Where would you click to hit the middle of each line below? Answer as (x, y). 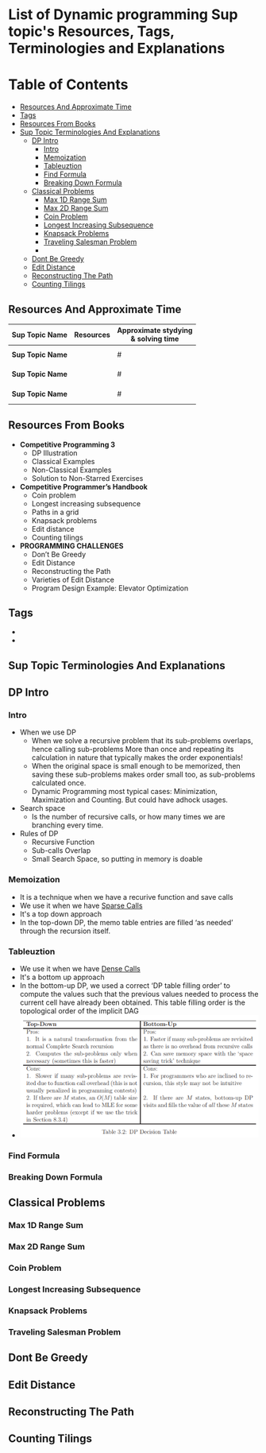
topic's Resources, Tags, (91, 31)
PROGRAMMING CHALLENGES (71, 545)
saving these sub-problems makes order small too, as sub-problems (143, 775)
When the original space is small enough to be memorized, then (136, 766)
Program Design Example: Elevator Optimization (110, 588)
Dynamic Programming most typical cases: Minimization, (125, 792)
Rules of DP (39, 834)
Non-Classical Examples (71, 470)
